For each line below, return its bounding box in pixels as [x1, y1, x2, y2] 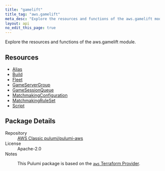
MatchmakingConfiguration [12, 92, 68, 98]
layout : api [5, 21, 29, 26]
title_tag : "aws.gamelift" [5, 12, 60, 17]
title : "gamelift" [5, 7, 43, 12]
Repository [5, 130, 27, 136]
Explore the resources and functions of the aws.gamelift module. [5, 39, 136, 45]
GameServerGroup [12, 82, 51, 87]
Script [12, 103, 25, 109]
